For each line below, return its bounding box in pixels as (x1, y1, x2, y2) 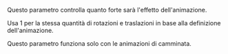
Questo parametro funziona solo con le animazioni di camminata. (7, 40, 191, 47)
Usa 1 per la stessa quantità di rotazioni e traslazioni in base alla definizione (7, 19, 221, 27)
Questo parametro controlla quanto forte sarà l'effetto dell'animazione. (7, 6, 207, 14)
